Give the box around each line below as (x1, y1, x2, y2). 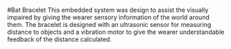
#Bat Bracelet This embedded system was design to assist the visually (7, 6, 209, 14)
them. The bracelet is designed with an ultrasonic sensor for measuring (7, 21, 212, 28)
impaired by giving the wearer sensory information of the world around (7, 13, 209, 21)
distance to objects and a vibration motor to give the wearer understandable (7, 28, 225, 36)
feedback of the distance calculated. (7, 35, 112, 43)
